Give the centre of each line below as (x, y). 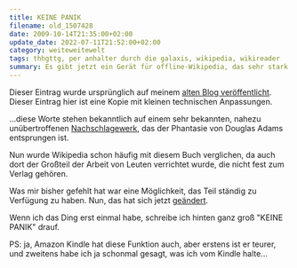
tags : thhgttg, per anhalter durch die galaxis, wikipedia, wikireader (144, 59)
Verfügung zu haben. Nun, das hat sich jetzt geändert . (109, 200)
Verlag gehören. (39, 173)
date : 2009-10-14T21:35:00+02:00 (71, 34)
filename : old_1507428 (51, 26)
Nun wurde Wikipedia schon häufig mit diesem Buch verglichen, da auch (142, 154)
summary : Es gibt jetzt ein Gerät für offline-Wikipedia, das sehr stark (149, 67)
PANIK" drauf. (35, 226)
